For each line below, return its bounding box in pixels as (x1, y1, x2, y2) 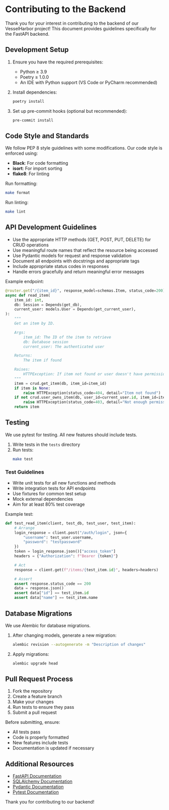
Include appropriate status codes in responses (12, 263, 109, 269)
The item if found (23, 358, 62, 363)
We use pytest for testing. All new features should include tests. (5, 432, 137, 438)
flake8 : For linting (12, 171, 49, 177)
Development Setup (5, 45, 69, 54)
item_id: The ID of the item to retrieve (23, 334, 112, 340)
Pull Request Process (5, 675, 73, 684)
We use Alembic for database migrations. (5, 622, 91, 628)
